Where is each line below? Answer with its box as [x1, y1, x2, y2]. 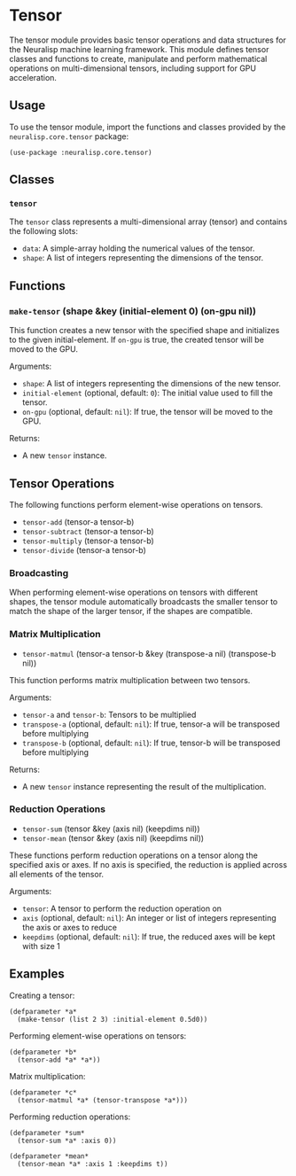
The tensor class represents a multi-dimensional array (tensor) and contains [9, 216, 288, 227]
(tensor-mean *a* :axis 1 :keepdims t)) [17, 1159, 168, 1168]
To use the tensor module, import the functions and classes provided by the [9, 121, 286, 132]
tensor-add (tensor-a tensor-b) [21, 516, 135, 527]
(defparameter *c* [9, 1087, 77, 1097]
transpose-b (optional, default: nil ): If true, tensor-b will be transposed [21, 737, 281, 748]
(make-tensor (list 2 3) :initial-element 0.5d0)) [17, 1015, 208, 1024]
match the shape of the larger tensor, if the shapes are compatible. [9, 606, 253, 617]
